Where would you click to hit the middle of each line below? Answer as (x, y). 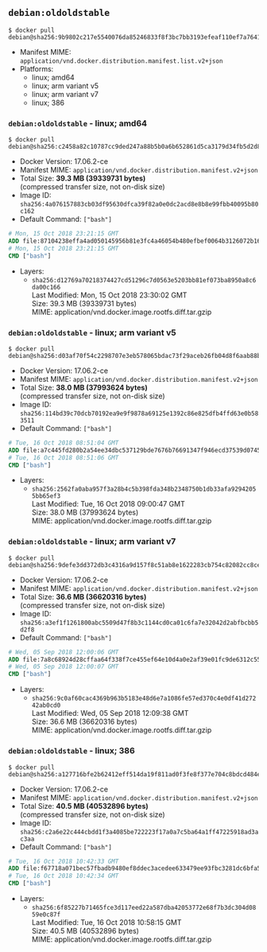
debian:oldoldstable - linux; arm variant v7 (92, 542)
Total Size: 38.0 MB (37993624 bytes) (84, 387)
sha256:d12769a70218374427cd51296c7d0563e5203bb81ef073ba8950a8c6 (144, 280)
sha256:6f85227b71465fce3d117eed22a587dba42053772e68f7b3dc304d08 (144, 907)
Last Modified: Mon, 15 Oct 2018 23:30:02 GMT (109, 295)
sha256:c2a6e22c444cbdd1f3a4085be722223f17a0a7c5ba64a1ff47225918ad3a (139, 832)
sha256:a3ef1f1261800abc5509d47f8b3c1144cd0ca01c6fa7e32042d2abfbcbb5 (139, 623)
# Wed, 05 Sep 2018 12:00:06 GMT (64, 652)
